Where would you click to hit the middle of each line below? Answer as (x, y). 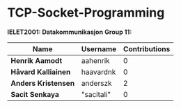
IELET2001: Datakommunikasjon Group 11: (70, 32)
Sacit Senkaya (35, 94)
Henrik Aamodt (37, 60)
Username (99, 48)
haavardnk (99, 72)
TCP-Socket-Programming (86, 13)
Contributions (147, 48)
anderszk (96, 83)
